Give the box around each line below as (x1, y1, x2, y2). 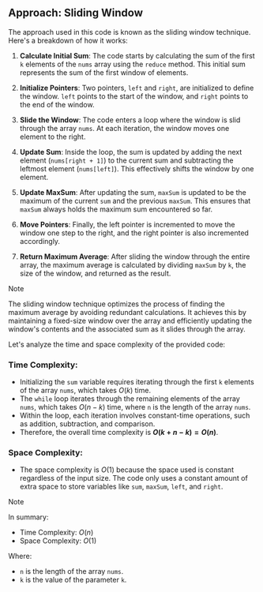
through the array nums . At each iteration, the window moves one (19, 123, 230, 133)
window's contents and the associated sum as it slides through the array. (8, 324, 246, 334)
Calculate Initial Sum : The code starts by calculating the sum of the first (19, 51, 255, 60)
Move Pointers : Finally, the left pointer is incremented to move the (19, 219, 235, 229)
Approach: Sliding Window (8, 6, 144, 20)
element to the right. (19, 132, 86, 141)
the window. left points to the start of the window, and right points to (19, 91, 249, 101)
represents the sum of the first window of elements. (19, 67, 189, 77)
